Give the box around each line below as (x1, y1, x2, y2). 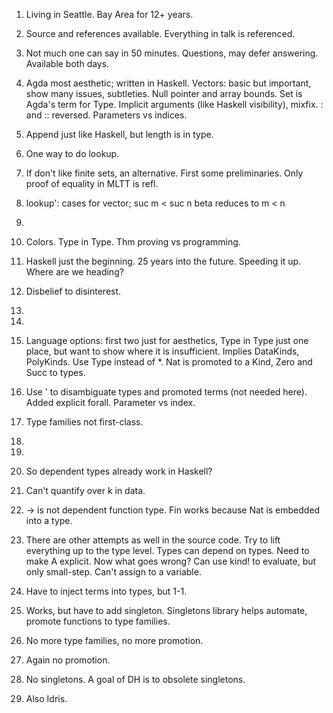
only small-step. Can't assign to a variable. (25, 566, 202, 578)
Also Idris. (25, 693, 68, 704)
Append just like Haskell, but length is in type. (25, 129, 214, 140)
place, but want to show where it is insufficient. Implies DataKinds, (25, 345, 300, 357)
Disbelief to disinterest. (25, 285, 122, 297)
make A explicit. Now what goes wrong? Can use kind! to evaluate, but (25, 555, 317, 567)
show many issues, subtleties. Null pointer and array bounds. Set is (25, 88, 303, 99)
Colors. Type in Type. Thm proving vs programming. (25, 236, 241, 248)
